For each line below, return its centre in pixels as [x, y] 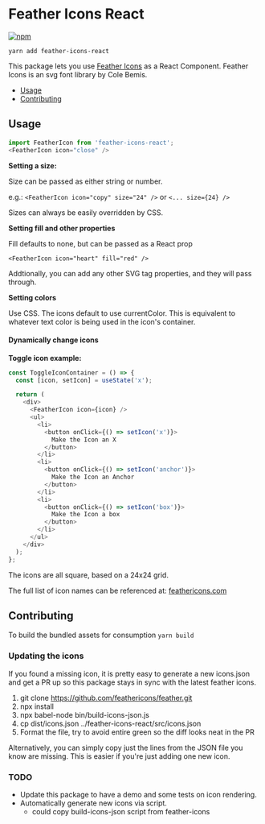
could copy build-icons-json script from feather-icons [121, 811]
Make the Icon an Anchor [93, 477]
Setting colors [33, 297]
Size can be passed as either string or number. [86, 181]
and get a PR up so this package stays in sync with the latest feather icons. [132, 682]
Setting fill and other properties [62, 228]
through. [22, 282]
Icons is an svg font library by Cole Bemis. [78, 74]
